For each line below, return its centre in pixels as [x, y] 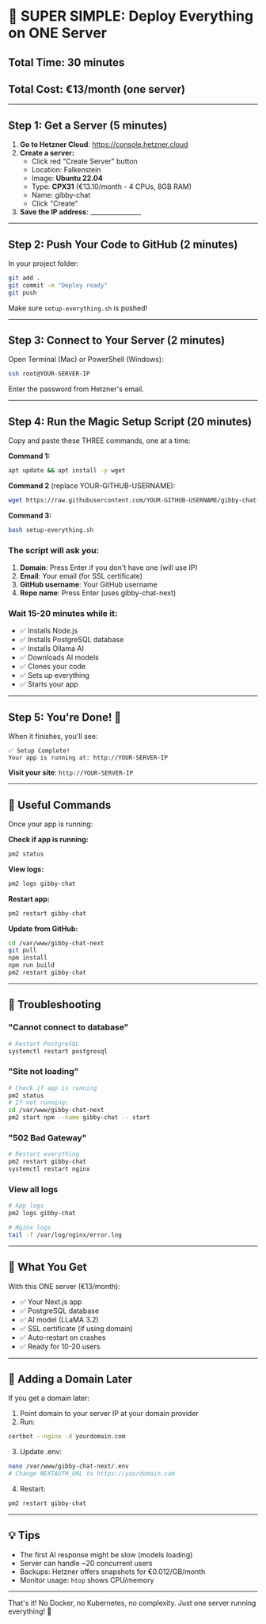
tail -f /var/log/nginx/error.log [65, 1235]
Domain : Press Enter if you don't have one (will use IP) [108, 568]
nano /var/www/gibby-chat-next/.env [68, 1466]
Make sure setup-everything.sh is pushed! [78, 308]
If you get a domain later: [49, 1398]
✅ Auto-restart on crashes [63, 1337]
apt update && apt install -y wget [67, 471]
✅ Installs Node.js [49, 631]
